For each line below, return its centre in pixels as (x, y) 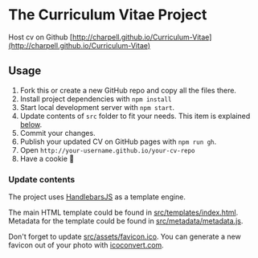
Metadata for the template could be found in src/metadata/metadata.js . (126, 221)
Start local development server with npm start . (97, 107)
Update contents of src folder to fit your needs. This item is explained (135, 116)
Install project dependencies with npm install (96, 99)
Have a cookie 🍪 (47, 158)
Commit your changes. (57, 133)
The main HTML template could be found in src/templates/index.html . (123, 213)
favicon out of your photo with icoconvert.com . (86, 245)
